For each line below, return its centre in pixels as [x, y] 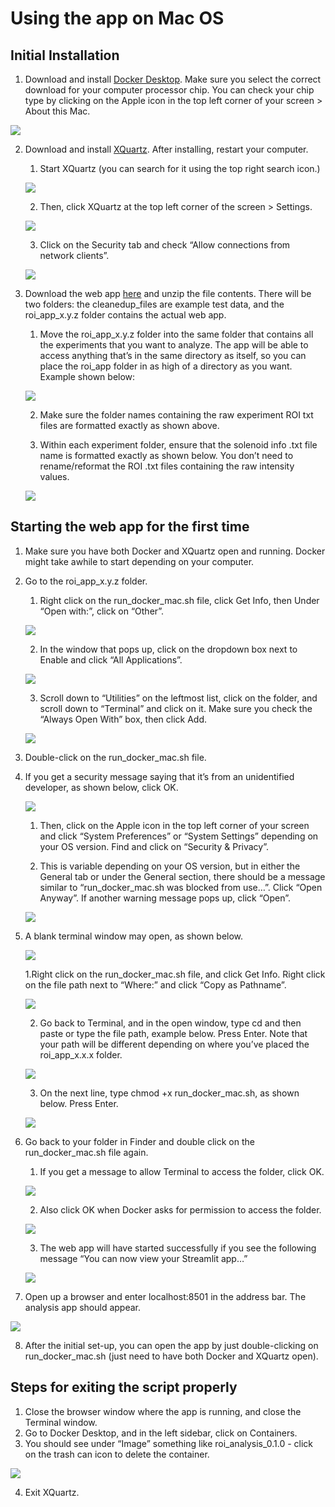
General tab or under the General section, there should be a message [182, 876]
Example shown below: [87, 376]
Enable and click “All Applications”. [111, 659]
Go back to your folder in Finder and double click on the [139, 1141]
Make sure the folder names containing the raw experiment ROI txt [176, 415]
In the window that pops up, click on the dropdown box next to [168, 649]
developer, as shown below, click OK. [101, 787]
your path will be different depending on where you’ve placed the [174, 1044]
